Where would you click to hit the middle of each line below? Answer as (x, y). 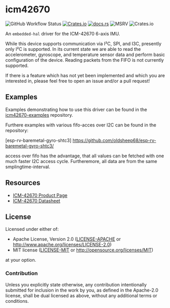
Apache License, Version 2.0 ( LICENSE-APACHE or (67, 239)
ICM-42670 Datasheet (36, 201)
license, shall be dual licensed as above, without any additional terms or (81, 295)
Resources (23, 183)
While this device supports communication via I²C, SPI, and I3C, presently (83, 43)
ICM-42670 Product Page (40, 195)
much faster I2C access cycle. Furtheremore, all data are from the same (81, 161)
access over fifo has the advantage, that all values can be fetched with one (85, 156)
